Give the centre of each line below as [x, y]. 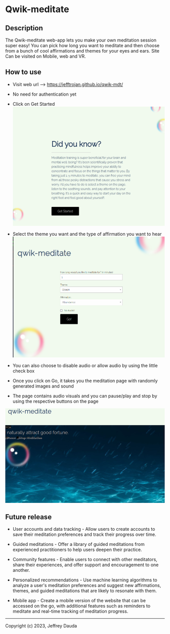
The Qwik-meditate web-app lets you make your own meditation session [81, 40]
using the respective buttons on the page [55, 401]
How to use [23, 72]
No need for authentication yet [45, 94]
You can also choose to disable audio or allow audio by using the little [85, 365]
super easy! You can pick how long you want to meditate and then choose [82, 46]
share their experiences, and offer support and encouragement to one [86, 565]
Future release [29, 517]
